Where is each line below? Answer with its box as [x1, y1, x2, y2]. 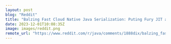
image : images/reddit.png [5, 26, 60, 31]
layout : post [5, 7, 33, 13]
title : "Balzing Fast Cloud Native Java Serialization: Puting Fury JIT [5, 17, 163, 22]
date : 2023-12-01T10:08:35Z [5, 21, 65, 27]
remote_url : [5, 31, 31, 36]
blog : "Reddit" [5, 12, 38, 17]
